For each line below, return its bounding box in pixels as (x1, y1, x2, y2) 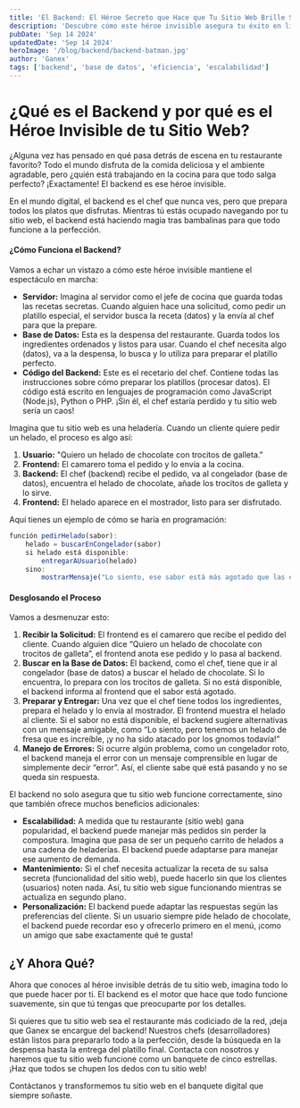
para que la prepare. (21, 320, 98, 331)
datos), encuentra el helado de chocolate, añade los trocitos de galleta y (21, 478, 288, 489)
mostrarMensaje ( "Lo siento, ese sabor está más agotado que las (41, 573, 286, 582)
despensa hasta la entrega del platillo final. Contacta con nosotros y (9, 1045, 260, 1055)
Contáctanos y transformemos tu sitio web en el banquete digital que (9, 1080, 263, 1091)
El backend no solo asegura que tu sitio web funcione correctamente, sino (9, 789, 283, 800)
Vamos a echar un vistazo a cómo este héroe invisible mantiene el (9, 264, 253, 275)
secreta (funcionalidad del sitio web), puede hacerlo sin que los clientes (21, 873, 287, 884)
